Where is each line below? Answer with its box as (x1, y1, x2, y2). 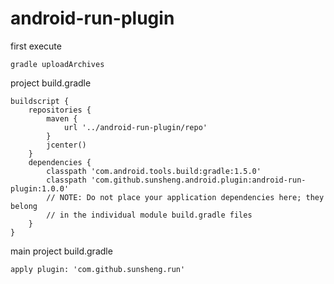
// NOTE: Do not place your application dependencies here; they (46, 192, 325, 202)
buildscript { (10, 96, 70, 106)
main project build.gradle (10, 245, 113, 257)
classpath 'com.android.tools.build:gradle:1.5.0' (46, 166, 262, 176)
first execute (10, 40, 62, 52)
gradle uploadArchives (10, 59, 105, 69)
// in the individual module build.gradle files (46, 210, 253, 220)
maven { (46, 113, 78, 124)
